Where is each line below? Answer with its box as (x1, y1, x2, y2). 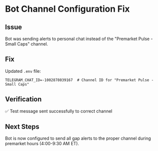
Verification (5, 95, 42, 104)
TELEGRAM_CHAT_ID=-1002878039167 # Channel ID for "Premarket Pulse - (5, 77, 154, 83)
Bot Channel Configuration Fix (5, 3, 130, 15)
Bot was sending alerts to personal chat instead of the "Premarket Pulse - (5, 36, 153, 42)
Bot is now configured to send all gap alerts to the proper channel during (5, 135, 151, 141)
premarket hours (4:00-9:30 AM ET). (5, 141, 79, 147)
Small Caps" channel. (5, 41, 48, 47)
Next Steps (5, 123, 39, 131)
